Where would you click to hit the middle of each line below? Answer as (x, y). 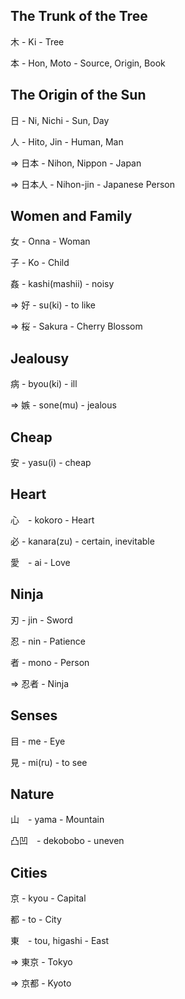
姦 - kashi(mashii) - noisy (62, 284)
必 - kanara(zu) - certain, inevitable (82, 541)
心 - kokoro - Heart (52, 520)
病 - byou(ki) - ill (44, 384)
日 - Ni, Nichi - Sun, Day (60, 120)
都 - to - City (36, 920)
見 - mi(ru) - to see (49, 762)
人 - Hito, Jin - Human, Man (67, 141)
